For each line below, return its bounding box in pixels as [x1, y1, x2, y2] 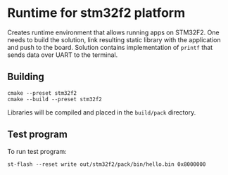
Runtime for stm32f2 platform [7, 5, 186, 21]
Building [7, 71, 44, 83]
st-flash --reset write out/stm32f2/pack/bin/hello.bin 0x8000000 [7, 160, 206, 168]
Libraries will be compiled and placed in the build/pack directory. [7, 108, 196, 117]
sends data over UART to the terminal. [7, 51, 118, 59]
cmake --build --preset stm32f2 [7, 96, 102, 103]
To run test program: [7, 147, 67, 155]
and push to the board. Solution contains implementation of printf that [7, 43, 213, 51]
